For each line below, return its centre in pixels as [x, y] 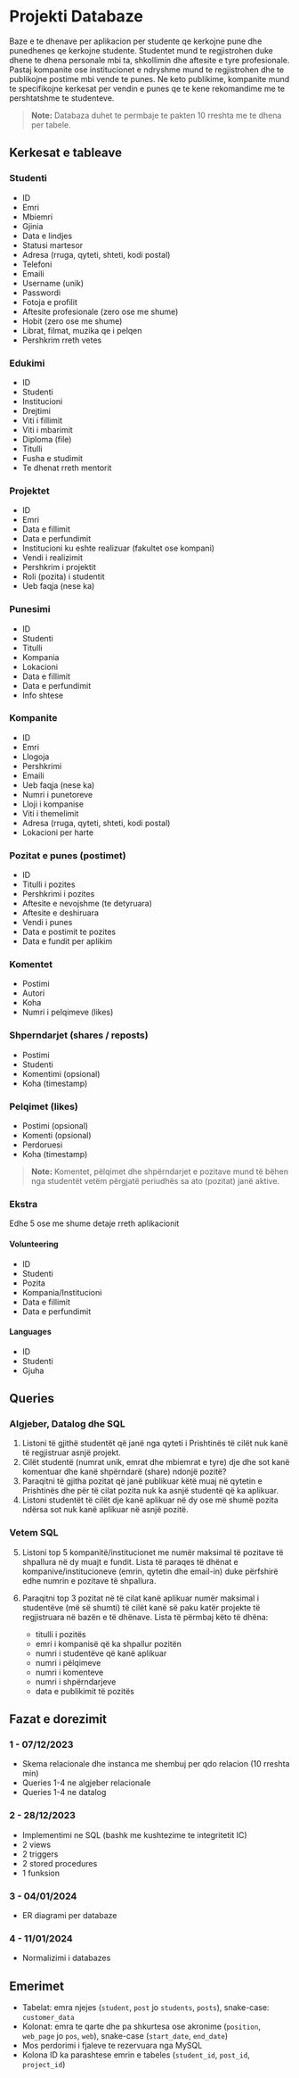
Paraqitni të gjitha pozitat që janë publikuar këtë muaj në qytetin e [142, 1481]
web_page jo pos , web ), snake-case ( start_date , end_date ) [125, 2036]
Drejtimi [36, 410]
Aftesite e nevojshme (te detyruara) [87, 904]
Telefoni [37, 264]
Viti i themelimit [50, 813]
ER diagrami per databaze [69, 1915]
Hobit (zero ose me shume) [72, 321]
